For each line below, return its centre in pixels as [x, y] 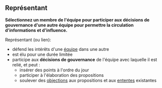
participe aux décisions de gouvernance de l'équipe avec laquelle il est [85, 59]
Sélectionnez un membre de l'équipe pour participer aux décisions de [77, 20]
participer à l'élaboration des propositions [62, 75]
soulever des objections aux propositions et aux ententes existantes [88, 80]
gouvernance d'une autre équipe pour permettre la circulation [69, 25]
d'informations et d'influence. [36, 30]
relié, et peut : [26, 65]
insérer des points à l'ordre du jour [54, 70]
